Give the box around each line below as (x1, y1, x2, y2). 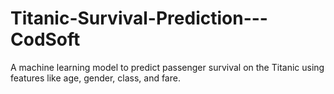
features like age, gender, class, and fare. (10, 72, 181, 84)
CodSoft (10, 28, 81, 51)
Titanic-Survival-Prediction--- (10, 7, 268, 30)
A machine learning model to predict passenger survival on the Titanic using (10, 61, 325, 73)
